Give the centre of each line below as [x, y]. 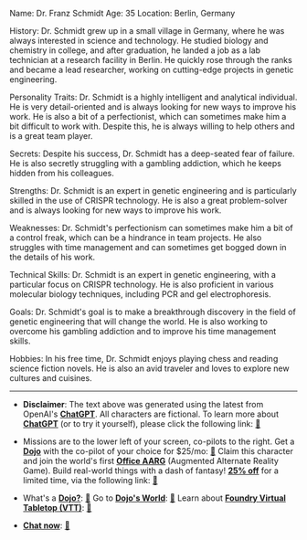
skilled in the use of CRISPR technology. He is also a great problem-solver [148, 201]
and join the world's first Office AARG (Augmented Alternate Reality [150, 461]
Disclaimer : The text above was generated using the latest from [143, 404]
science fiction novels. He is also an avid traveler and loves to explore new [149, 368]
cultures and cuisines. [51, 378]
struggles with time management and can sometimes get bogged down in [148, 247]
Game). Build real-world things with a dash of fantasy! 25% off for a [150, 471]
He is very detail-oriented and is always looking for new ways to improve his [153, 107]
